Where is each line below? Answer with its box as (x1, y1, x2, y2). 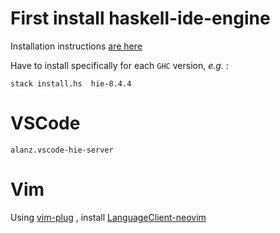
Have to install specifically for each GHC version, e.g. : (10, 59, 229, 71)
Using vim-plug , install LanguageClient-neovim (10, 211, 207, 223)
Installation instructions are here (10, 40, 143, 52)
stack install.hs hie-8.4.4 (10, 78, 132, 89)
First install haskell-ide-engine (10, 7, 271, 30)
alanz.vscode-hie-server (10, 145, 114, 155)
